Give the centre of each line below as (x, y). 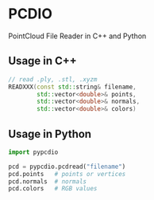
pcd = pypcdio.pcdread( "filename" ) (67, 167)
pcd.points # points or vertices (67, 174)
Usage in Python (50, 133)
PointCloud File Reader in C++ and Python (77, 36)
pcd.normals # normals (48, 181)
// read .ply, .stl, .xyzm (53, 79)
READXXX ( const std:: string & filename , (72, 87)
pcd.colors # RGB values (53, 189)
